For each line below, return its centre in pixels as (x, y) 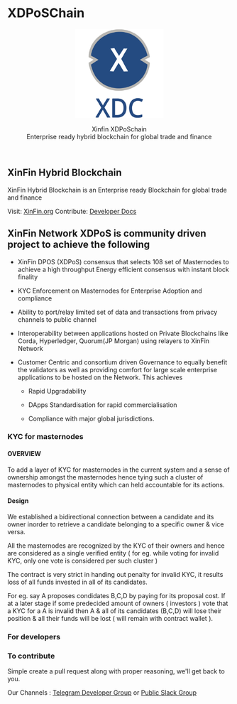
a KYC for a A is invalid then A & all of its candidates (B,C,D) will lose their (115, 611)
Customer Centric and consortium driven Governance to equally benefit (122, 362)
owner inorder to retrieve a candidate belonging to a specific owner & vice (116, 524)
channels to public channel (57, 319)
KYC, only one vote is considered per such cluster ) (83, 561)
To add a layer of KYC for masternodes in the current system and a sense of (118, 470)
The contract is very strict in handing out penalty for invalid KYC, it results (115, 574)
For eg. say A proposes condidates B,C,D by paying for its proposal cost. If (116, 595)
